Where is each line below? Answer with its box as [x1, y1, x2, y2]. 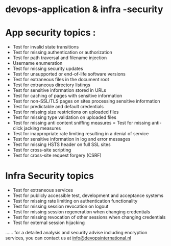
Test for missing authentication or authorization [12, 50, 112, 56]
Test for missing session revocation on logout [12, 203, 109, 210]
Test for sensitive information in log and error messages [12, 136, 131, 142]
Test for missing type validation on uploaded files [12, 114, 116, 120]
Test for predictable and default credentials [12, 104, 104, 110]
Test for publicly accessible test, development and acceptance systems [12, 192, 164, 199]
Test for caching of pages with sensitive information [12, 93, 123, 99]
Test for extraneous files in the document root [12, 77, 109, 83]
